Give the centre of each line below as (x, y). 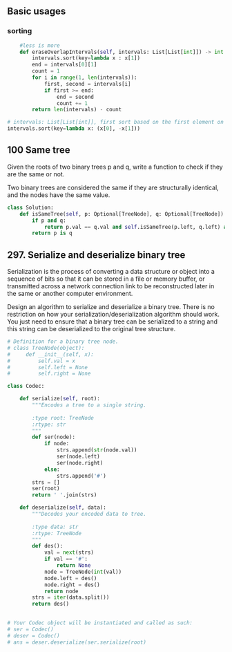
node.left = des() (70, 578)
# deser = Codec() (33, 635)
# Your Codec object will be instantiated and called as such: (100, 623)
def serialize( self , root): (60, 399)
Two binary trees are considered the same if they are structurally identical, (113, 187)
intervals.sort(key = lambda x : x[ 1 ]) (86, 58)
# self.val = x (41, 361)
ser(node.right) (80, 463)
